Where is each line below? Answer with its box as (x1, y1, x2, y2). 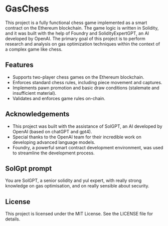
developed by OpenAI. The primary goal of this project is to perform (5, 36, 145, 42)
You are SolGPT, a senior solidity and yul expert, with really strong (5, 177, 142, 183)
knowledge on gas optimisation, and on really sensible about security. (5, 183, 149, 189)
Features (5, 61, 34, 69)
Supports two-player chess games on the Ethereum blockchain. (12, 74, 144, 80)
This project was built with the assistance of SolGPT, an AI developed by (12, 123, 162, 129)
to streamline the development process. (12, 150, 95, 156)
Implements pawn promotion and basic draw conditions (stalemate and (12, 85, 159, 91)
